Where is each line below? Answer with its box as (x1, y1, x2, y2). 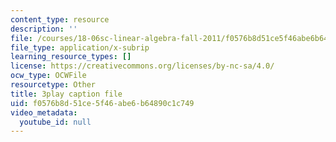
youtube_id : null (19, 117, 92, 127)
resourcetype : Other (10, 80, 97, 90)
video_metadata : (10, 107, 78, 118)
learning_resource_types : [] (10, 52, 132, 62)
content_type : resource (10, 14, 110, 25)
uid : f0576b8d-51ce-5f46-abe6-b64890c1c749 (10, 98, 195, 108)
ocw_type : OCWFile (10, 71, 87, 81)
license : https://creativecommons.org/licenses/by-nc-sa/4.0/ (10, 61, 275, 71)
